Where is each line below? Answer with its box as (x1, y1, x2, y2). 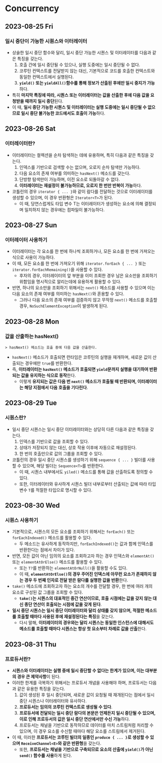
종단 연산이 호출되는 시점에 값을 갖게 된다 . (24, 601, 102, 607)
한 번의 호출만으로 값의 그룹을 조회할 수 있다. (19, 450, 103, 456)
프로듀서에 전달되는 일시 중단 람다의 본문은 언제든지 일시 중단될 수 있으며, (19, 710, 156, 716)
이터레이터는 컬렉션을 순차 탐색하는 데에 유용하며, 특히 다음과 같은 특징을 (12, 152, 149, 158)
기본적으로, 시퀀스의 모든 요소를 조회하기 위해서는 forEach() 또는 (12, 529, 135, 534)
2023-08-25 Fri (5, 22, 53, 31)
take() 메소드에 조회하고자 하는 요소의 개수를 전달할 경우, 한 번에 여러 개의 (12, 583, 153, 589)
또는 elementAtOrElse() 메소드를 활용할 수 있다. (12, 559, 103, 565)
